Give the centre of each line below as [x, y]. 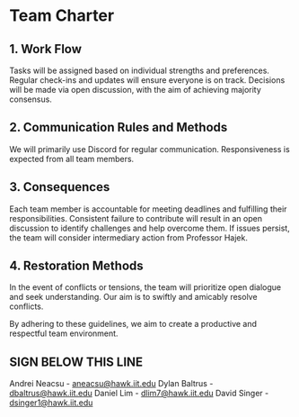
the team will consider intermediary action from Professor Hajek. [129, 237]
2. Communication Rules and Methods [119, 127]
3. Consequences [60, 187]
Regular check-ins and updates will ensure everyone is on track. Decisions [147, 80]
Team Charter [62, 16]
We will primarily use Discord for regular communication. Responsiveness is [149, 149]
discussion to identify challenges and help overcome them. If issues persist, [149, 228]
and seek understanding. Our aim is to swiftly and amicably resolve [133, 297]
